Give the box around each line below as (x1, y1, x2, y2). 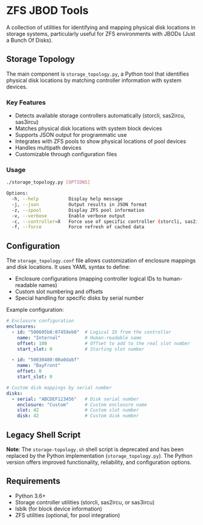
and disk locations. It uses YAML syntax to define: (6, 263, 130, 271)
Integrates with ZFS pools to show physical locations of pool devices (14, 137, 186, 145)
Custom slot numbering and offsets (14, 288, 103, 296)
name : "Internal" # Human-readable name (17, 334, 142, 341)
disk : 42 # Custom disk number (17, 413, 139, 419)
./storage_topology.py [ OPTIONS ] (6, 179, 91, 185)
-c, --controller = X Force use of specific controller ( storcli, (11, 219, 182, 225)
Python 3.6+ (14, 492, 47, 500)
